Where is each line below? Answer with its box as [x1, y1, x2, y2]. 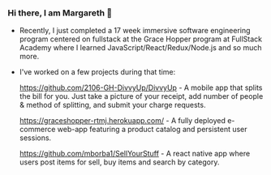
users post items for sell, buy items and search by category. [19, 157, 220, 167]
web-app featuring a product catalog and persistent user [57, 125, 248, 134]
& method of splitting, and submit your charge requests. [19, 100, 206, 110]
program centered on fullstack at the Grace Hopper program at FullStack [19, 34, 263, 44]
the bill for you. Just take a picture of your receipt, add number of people [19, 92, 264, 101]
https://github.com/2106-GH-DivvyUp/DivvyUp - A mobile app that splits [19, 83, 263, 92]
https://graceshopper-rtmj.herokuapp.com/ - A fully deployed [19, 116, 226, 126]
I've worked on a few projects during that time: [19, 67, 176, 77]
